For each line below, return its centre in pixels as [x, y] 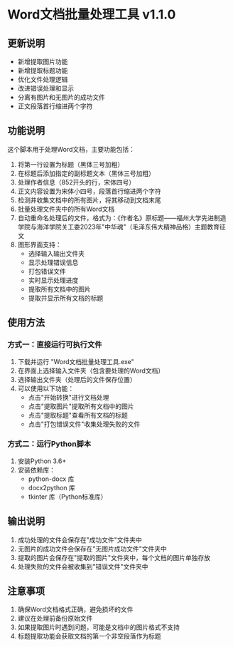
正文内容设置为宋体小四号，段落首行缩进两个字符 [89, 191]
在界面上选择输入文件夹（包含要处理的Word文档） [91, 371]
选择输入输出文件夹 [56, 253]
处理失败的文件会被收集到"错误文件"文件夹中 [83, 566]
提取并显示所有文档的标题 [66, 298]
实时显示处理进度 [53, 280]
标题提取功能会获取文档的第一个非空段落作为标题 [89, 636]
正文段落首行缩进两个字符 [55, 106]
